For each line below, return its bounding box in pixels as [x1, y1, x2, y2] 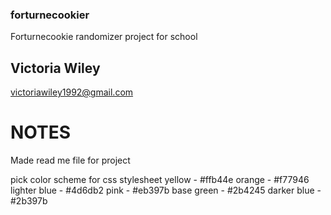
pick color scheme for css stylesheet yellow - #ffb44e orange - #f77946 [10, 174, 310, 186]
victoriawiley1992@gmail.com [10, 86, 134, 98]
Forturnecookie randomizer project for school [10, 31, 198, 43]
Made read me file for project [10, 154, 131, 167]
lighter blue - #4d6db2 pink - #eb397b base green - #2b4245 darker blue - [10, 184, 322, 197]
